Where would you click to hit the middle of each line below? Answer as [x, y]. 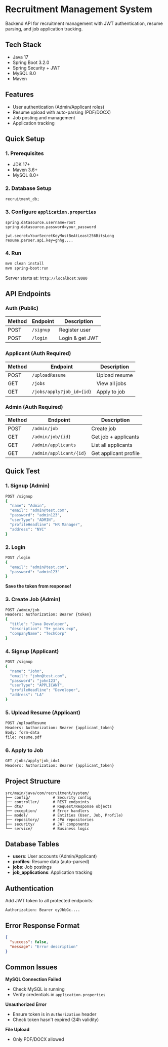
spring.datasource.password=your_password [51, 227]
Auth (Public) [22, 308]
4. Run [13, 253]
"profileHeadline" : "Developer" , [45, 690]
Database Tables [32, 844]
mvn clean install [25, 264]
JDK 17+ [21, 165]
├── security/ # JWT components [47, 824]
